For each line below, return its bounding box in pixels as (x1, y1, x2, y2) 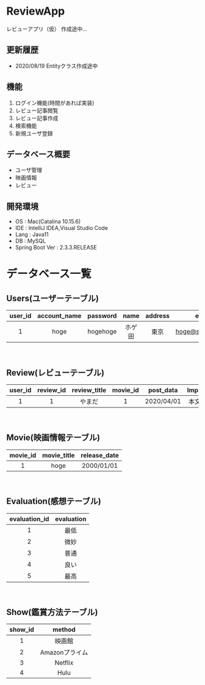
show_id (9, 625, 35, 634)
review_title (71, 386, 107, 394)
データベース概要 (6, 149, 70, 159)
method (52, 625, 76, 634)
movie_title (41, 451, 75, 459)
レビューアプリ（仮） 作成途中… (6, 25, 87, 32)
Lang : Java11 (15, 231, 49, 238)
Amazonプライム (40, 648, 88, 657)
